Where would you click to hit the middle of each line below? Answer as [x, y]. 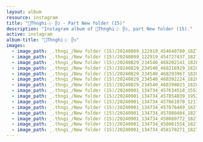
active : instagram [29, 34]
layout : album [24, 12]
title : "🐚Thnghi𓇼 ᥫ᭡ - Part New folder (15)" [66, 23]
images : [16, 46]
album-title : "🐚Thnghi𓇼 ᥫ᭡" [43, 40]
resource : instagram [32, 18]
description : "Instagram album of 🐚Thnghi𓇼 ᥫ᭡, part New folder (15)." [100, 29]
